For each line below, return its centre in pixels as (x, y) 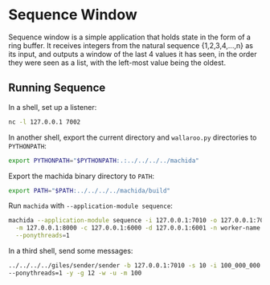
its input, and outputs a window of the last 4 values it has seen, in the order (133, 54)
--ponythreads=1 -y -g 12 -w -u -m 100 (75, 273)
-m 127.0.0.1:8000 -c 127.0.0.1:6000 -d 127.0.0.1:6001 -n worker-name (138, 228)
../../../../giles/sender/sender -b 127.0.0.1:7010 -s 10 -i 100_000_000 (135, 266)
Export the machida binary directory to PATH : (82, 176)
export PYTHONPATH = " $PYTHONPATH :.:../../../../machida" (104, 161)
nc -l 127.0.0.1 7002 (45, 122)
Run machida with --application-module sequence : (90, 206)
